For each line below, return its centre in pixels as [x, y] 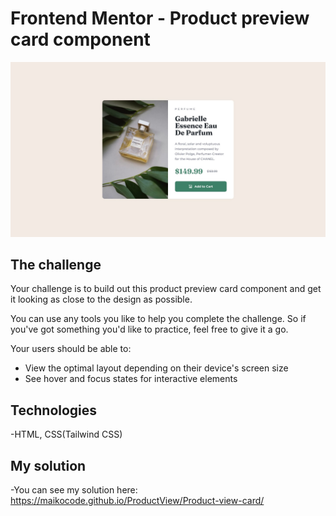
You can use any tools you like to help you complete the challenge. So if [158, 319]
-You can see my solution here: [74, 489]
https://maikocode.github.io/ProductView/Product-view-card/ [137, 500]
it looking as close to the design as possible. [101, 299]
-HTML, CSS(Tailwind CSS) [66, 434]
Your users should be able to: [71, 349]
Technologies [54, 410]
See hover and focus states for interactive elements [131, 379]
